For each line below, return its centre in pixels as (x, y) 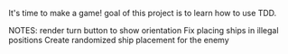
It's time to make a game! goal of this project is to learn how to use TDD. (143, 13)
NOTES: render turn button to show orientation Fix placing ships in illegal (144, 30)
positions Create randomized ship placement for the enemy (119, 40)
